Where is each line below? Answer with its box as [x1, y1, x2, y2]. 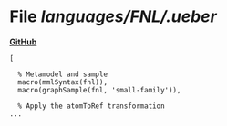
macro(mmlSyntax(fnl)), [17, 77, 108, 87]
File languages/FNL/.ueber [9, 6, 217, 27]
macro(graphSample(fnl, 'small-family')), [17, 85, 181, 94]
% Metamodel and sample [17, 70, 108, 79]
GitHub [9, 36, 37, 47]
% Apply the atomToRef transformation [17, 102, 166, 111]
